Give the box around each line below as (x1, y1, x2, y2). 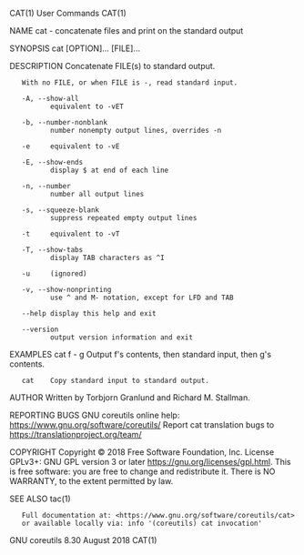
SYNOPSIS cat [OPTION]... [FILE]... (9, 43, 141, 54)
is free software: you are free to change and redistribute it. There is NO (9, 466, 276, 477)
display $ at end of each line (49, 166, 169, 175)
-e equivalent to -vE (21, 142, 120, 151)
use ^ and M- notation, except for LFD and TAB (49, 293, 234, 302)
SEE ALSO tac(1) (9, 493, 71, 504)
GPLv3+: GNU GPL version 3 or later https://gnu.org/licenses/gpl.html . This (9, 457, 291, 467)
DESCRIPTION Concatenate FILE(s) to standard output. (9, 61, 216, 71)
